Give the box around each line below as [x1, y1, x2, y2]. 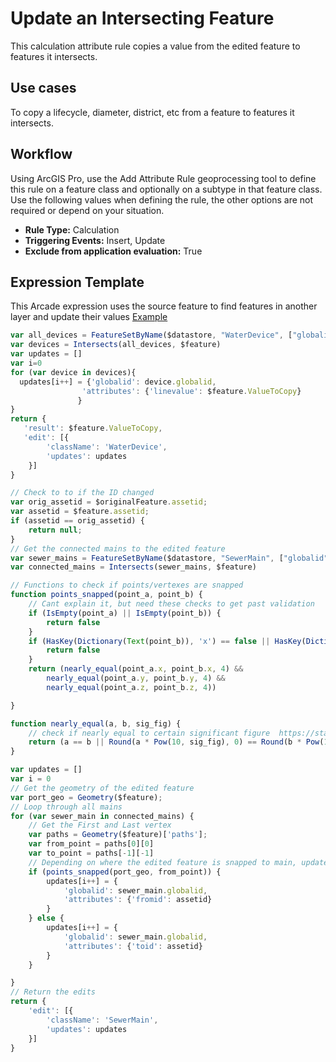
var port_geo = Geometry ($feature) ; [10, 792, 163, 802]
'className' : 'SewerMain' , [46, 1015, 159, 1025]
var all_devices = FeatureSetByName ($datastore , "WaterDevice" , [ [10, 330, 293, 341]
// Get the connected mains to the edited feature [10, 543, 226, 554]
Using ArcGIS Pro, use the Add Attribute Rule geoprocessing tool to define [10, 172, 317, 184]
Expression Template [10, 273, 145, 291]
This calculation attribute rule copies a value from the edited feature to [10, 40, 301, 52]
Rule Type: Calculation [24, 223, 120, 236]
